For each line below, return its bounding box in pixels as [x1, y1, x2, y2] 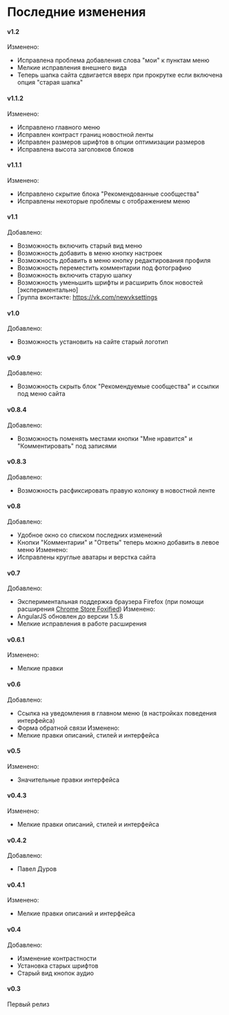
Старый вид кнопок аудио [17, 969, 94, 977]
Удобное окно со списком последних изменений [17, 531, 163, 540]
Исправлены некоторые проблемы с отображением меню [17, 196, 190, 205]
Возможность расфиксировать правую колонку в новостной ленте [17, 486, 216, 495]
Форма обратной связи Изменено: [17, 724, 120, 732]
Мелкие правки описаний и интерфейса [17, 909, 136, 917]
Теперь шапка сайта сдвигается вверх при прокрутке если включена [17, 71, 223, 80]
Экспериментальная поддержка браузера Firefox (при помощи [17, 598, 204, 606]
